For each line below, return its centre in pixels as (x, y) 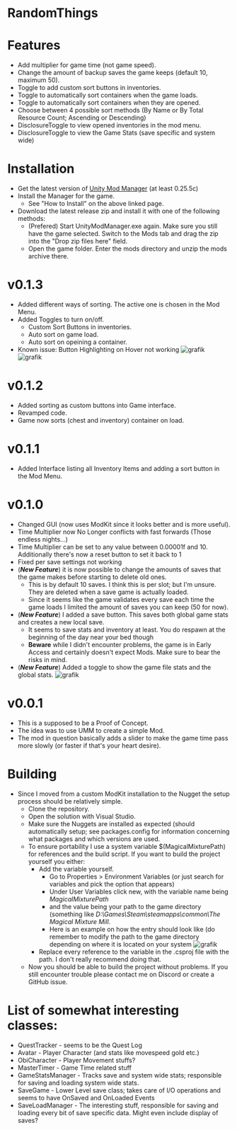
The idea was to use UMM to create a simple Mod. (91, 730)
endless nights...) (43, 539)
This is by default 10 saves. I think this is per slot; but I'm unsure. (122, 584)
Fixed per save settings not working (70, 561)
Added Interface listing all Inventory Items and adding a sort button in (118, 468)
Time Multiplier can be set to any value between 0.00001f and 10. (113, 547)
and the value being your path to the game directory (125, 906)
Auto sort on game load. (63, 335)
